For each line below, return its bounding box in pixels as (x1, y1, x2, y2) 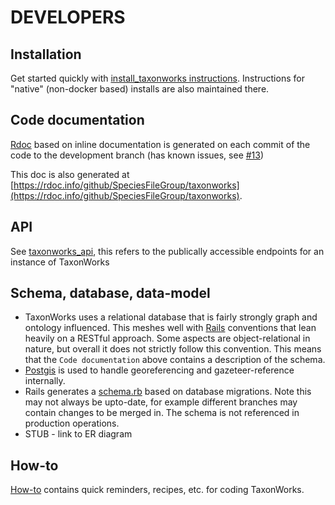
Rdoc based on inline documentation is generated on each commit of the (10, 138, 311, 150)
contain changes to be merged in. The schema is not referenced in (24, 407, 300, 419)
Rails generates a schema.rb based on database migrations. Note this (24, 386, 312, 398)
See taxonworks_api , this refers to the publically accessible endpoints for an (10, 245, 325, 257)
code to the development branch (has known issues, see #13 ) (10, 149, 265, 161)
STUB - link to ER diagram (24, 428, 133, 440)
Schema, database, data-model (10, 285, 211, 302)
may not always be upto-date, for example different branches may (24, 396, 298, 408)
